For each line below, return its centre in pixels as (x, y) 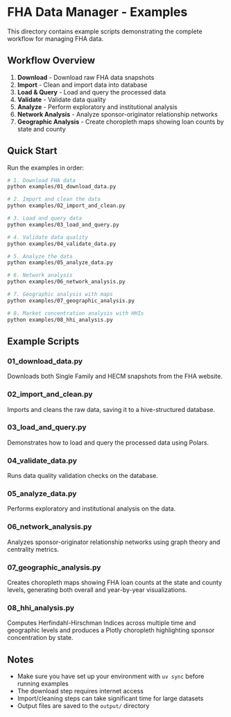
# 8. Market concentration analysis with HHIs (76, 313)
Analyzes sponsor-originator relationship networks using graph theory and (114, 542)
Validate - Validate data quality (61, 99)
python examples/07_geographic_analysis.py (71, 300)
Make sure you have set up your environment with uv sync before (111, 676)
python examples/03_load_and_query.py (63, 224)
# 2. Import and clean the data (54, 199)
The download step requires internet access (80, 691)
